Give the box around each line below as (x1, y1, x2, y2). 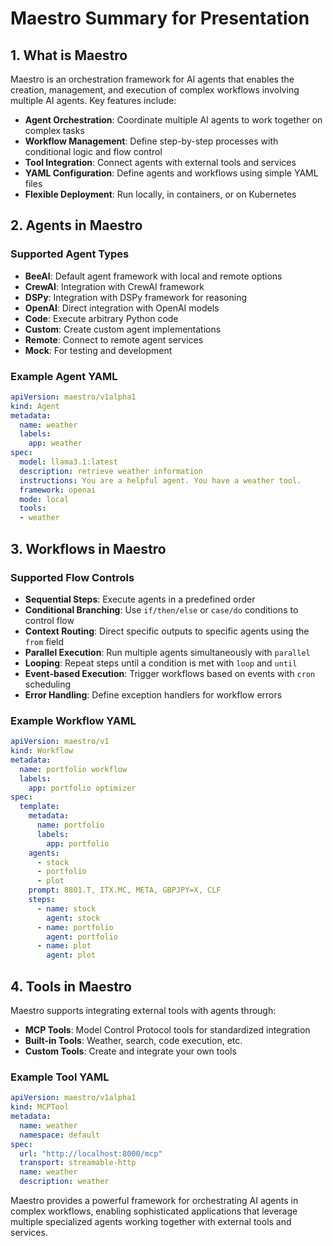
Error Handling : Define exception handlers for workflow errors (24, 688, 283, 701)
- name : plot (36, 941, 92, 951)
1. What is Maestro (10, 47, 128, 64)
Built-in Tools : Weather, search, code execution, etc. (24, 1035, 243, 1047)
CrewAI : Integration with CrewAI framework (24, 280, 205, 292)
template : (19, 802, 60, 812)
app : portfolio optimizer (28, 783, 137, 793)
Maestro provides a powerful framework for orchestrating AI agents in (10, 1195, 299, 1207)
